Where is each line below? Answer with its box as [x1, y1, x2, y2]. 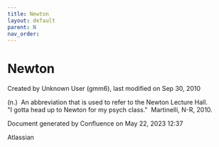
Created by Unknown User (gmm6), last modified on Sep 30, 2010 [7, 85, 201, 93]
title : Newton [7, 10, 50, 18]
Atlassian [7, 133, 34, 142]
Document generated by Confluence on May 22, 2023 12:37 [7, 119, 183, 128]
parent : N [7, 23, 37, 31]
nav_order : [7, 30, 40, 38]
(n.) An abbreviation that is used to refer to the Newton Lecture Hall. [7, 98, 208, 107]
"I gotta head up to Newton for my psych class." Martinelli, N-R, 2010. [7, 106, 213, 114]
